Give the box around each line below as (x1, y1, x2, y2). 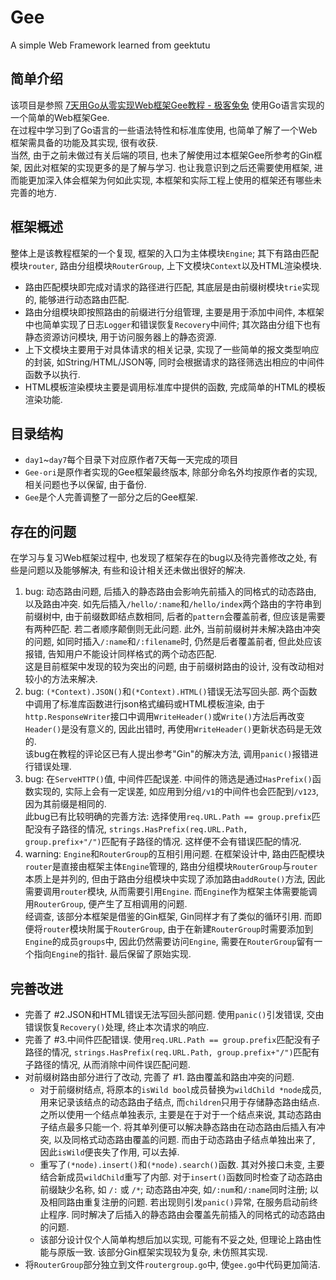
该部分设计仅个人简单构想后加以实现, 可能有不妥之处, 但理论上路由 (39, 1234, 313, 1245)
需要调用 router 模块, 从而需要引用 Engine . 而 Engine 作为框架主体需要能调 (24, 886, 318, 898)
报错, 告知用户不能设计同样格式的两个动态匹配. (24, 648, 217, 660)
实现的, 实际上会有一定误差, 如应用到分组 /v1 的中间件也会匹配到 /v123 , (33, 786, 320, 798)
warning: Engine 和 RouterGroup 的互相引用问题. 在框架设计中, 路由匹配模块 (24, 848, 325, 860)
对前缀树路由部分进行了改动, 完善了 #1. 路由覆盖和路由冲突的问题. (24, 1071, 295, 1083)
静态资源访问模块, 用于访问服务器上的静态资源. (24, 331, 217, 343)
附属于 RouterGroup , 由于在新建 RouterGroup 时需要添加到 (86, 923, 314, 935)
